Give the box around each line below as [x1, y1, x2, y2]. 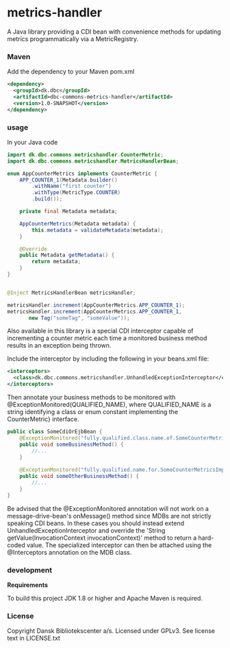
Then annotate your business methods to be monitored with [7, 393, 176, 402]
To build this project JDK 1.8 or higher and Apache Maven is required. [7, 594, 203, 602]
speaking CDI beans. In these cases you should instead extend [7, 519, 185, 527]
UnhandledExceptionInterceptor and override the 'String [7, 526, 166, 534]
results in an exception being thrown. [7, 341, 112, 350]
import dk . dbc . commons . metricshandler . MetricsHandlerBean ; [7, 158, 179, 165]
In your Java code [7, 138, 58, 146]
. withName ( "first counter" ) [31, 183, 112, 190]
